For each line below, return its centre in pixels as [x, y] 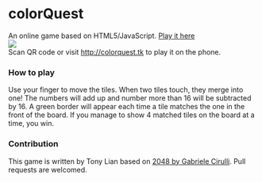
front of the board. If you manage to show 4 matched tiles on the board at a [132, 115]
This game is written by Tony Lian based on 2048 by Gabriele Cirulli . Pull [127, 161]
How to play [32, 72]
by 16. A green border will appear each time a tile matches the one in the [127, 107]
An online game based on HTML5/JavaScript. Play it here [102, 36]
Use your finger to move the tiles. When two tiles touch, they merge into [126, 90]
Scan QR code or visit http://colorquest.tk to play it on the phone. [115, 51]
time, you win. [31, 123]
